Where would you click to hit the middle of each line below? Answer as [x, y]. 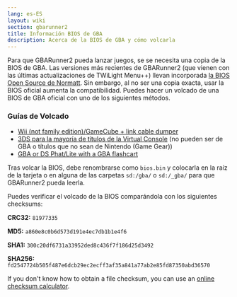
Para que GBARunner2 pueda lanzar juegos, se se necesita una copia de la [116, 60]
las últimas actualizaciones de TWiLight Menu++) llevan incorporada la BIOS [118, 76]
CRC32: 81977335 [33, 218]
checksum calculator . [39, 286]
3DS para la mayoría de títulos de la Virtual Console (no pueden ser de [120, 139]
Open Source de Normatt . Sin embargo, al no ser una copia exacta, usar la [116, 83]
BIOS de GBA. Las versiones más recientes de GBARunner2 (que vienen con [118, 68]
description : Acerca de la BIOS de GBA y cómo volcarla [91, 40]
